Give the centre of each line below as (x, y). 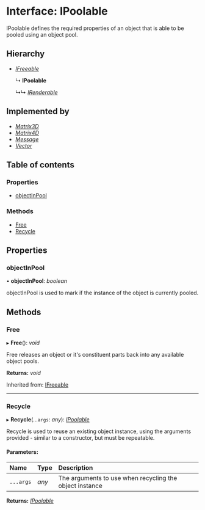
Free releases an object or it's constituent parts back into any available (95, 354)
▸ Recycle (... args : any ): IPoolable (48, 420)
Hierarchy (26, 54)
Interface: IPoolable (57, 11)
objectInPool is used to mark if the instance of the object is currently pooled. (103, 293)
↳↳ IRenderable (36, 92)
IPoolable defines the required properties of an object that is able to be (95, 28)
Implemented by (38, 111)
